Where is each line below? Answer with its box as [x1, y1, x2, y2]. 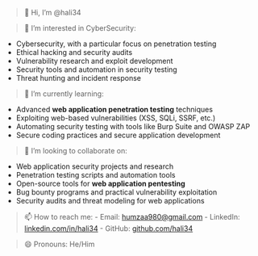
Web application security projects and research [15, 162, 174, 171]
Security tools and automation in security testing [15, 65, 177, 74]
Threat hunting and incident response [15, 73, 142, 82]
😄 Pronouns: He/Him [23, 239, 95, 249]
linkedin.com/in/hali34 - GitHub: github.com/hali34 [23, 224, 193, 233]
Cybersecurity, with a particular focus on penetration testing [15, 39, 217, 48]
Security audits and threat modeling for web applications [15, 196, 205, 205]
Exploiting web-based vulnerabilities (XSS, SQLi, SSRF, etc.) [15, 113, 216, 123]
